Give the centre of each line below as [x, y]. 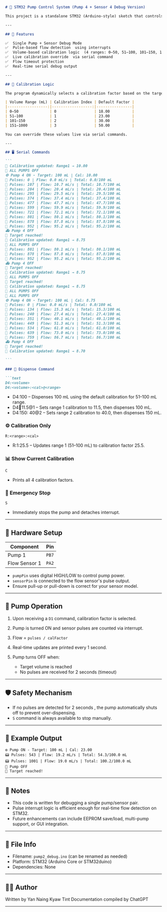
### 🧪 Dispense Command [30, 369]
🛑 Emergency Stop [28, 493]
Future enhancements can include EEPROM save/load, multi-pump [81, 819]
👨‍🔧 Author [21, 887]
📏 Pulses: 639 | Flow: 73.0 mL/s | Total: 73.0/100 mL [63, 333]
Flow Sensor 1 [24, 563]
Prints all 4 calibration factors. [43, 480]
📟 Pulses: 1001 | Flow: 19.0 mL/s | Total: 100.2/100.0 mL [68, 761]
